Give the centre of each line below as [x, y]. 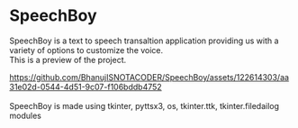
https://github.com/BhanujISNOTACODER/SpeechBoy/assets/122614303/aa [149, 77]
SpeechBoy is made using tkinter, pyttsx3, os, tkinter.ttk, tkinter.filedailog [144, 105]
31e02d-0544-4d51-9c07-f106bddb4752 [86, 87]
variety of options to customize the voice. [86, 50]
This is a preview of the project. [68, 59]
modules [26, 115]
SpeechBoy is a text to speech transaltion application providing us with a [144, 41]
